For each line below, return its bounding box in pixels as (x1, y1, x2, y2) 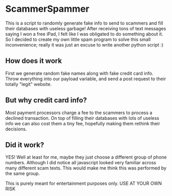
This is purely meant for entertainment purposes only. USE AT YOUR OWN (5, 180, 162, 187)
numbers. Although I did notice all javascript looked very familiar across (5, 160, 156, 166)
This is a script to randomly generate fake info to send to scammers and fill (5, 20, 163, 26)
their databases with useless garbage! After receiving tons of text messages (5, 25, 166, 31)
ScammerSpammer (5, 3, 90, 15)
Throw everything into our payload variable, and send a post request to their (5, 75, 166, 82)
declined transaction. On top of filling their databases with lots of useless (5, 115, 160, 121)
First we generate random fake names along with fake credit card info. (5, 70, 154, 76)
